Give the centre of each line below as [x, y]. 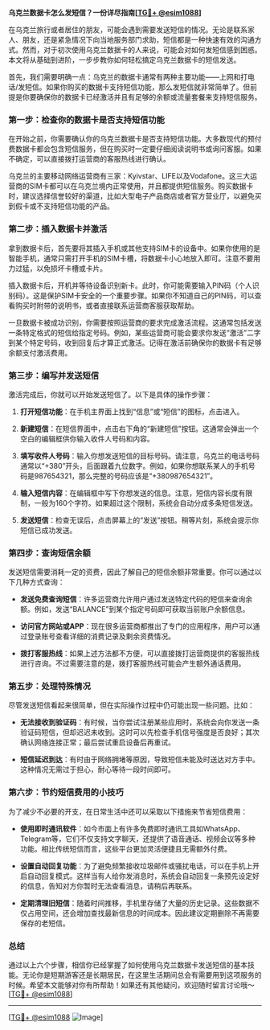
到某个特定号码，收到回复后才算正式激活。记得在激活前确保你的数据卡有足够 [135, 343]
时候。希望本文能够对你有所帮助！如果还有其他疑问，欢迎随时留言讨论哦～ [131, 985]
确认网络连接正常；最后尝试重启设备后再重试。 [97, 742]
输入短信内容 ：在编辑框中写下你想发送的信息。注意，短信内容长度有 [133, 493]
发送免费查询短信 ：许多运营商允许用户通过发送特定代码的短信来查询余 [136, 599]
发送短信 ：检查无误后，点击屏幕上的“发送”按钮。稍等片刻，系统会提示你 [139, 520]
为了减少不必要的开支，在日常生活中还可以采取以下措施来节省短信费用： [128, 811]
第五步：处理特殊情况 [49, 687]
